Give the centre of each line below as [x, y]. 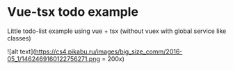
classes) [19, 38]
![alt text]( [22, 51]
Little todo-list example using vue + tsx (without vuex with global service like [117, 31]
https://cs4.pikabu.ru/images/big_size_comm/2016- [109, 51]
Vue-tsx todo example [73, 12]
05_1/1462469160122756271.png [54, 58]
